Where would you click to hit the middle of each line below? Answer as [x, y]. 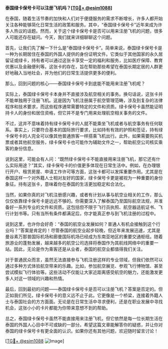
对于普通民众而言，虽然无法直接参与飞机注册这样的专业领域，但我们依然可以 [84, 260]
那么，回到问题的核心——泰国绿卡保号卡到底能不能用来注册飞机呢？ [75, 83]
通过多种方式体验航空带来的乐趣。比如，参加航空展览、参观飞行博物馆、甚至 [84, 266]
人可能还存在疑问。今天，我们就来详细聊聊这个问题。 [60, 37]
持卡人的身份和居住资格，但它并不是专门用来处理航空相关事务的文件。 [77, 113]
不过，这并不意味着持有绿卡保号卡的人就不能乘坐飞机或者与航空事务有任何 [82, 123]
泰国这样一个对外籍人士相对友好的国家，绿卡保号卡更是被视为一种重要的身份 [84, 178]
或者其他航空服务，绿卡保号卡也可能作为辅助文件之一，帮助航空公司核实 [84, 142]
